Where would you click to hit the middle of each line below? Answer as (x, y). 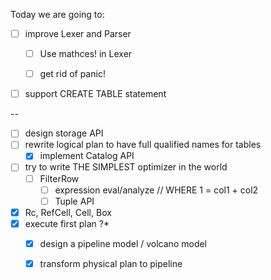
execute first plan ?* (67, 223)
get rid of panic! (72, 74)
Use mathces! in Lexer (86, 54)
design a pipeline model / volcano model (123, 243)
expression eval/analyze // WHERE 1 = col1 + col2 (156, 190)
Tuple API (74, 201)
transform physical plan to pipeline (111, 263)
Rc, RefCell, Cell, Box (68, 212)
